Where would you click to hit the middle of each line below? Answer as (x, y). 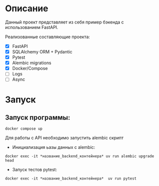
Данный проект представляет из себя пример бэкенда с (65, 22)
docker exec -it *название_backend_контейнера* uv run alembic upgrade (79, 156)
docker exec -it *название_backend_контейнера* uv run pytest (71, 179)
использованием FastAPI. (32, 27)
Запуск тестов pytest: (34, 170)
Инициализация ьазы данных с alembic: (54, 147)
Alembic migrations (32, 63)
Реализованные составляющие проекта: (48, 37)
